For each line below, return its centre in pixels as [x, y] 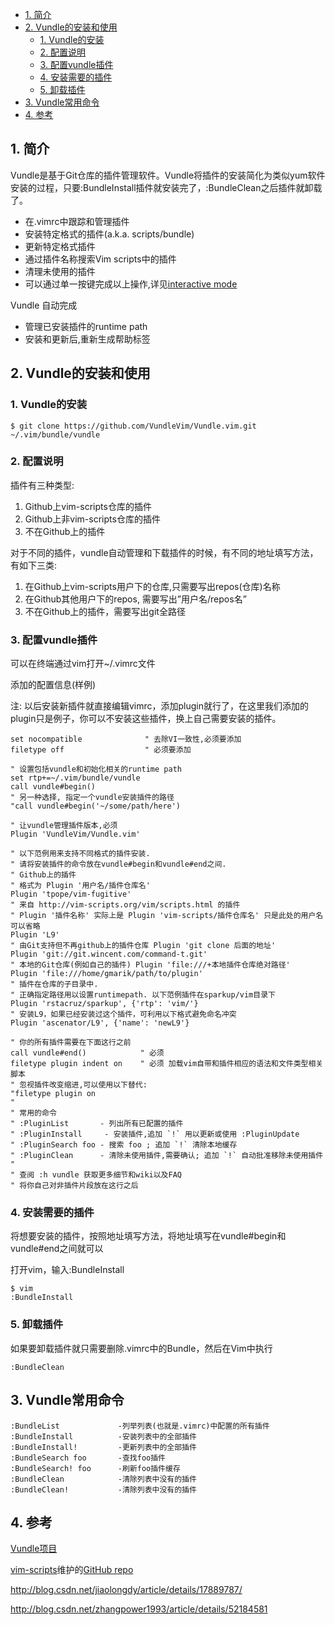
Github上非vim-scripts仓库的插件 [92, 519]
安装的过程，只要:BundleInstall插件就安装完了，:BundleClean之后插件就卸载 [166, 187]
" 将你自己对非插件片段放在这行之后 [74, 1186]
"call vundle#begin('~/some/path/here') [96, 806]
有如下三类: [34, 565]
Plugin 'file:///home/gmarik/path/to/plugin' [106, 974]
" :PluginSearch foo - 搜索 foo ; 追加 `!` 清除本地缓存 [124, 1145]
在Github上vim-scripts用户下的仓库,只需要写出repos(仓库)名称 [152, 586]
